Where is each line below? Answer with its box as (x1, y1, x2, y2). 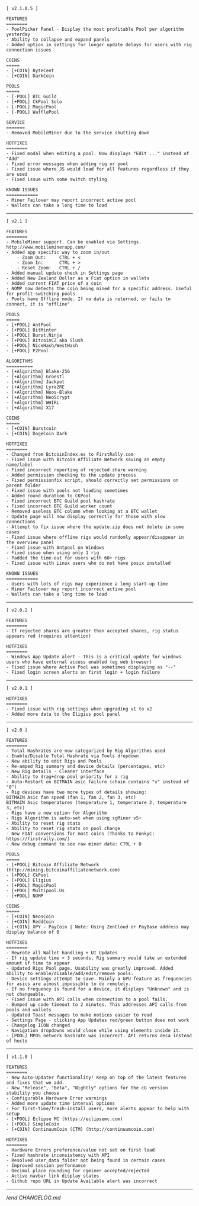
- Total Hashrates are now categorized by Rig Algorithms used (6, 748, 166, 754)
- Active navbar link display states (6, 1173, 99, 1179)
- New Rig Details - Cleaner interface (6, 768, 105, 774)
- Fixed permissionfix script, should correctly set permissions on (6, 477, 179, 483)
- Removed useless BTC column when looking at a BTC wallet (6, 509, 158, 514)
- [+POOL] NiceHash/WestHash (6, 343, 78, 349)
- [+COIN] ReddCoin (6, 919, 54, 925)
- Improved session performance (6, 1163, 86, 1169)
